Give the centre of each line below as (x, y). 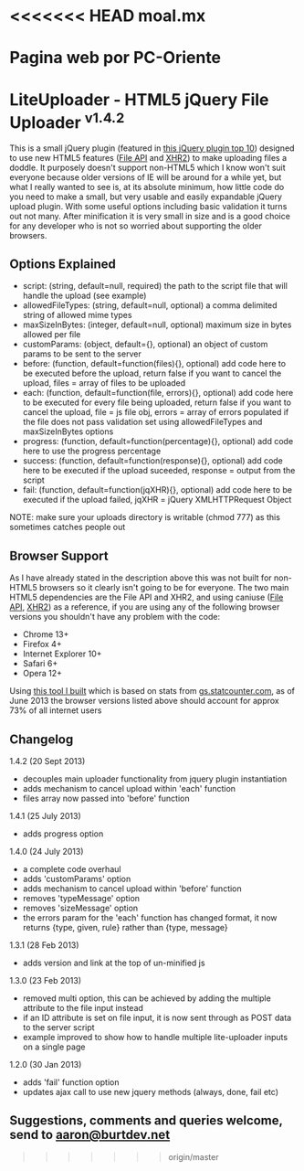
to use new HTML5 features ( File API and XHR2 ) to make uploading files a (148, 157)
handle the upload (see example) (84, 296)
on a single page (54, 1047)
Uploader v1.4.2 (67, 121)
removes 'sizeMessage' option (80, 908)
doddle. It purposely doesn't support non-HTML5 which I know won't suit (147, 167)
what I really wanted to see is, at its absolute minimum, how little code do (147, 186)
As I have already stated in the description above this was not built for (141, 578)
